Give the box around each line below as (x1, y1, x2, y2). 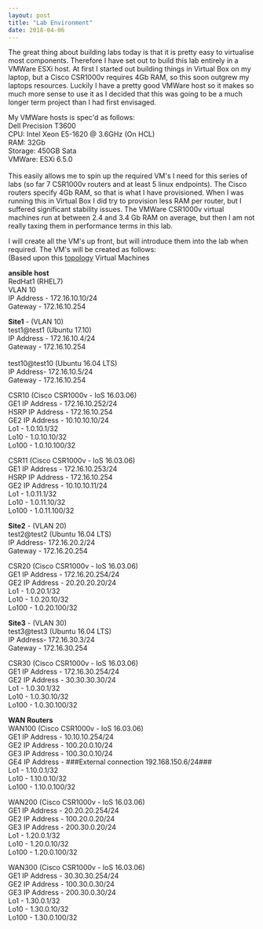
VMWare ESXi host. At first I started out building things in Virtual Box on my (8, 64, 251, 74)
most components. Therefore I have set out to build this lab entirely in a (8, 56, 239, 65)
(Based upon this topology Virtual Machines (8, 253, 150, 263)
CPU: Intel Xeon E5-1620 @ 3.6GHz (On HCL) (8, 130, 155, 139)
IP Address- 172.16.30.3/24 (8, 635, 96, 645)
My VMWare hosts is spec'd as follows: (8, 113, 136, 123)
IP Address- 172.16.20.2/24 (8, 538, 96, 547)
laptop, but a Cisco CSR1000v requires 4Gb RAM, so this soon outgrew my (8, 72, 250, 82)
